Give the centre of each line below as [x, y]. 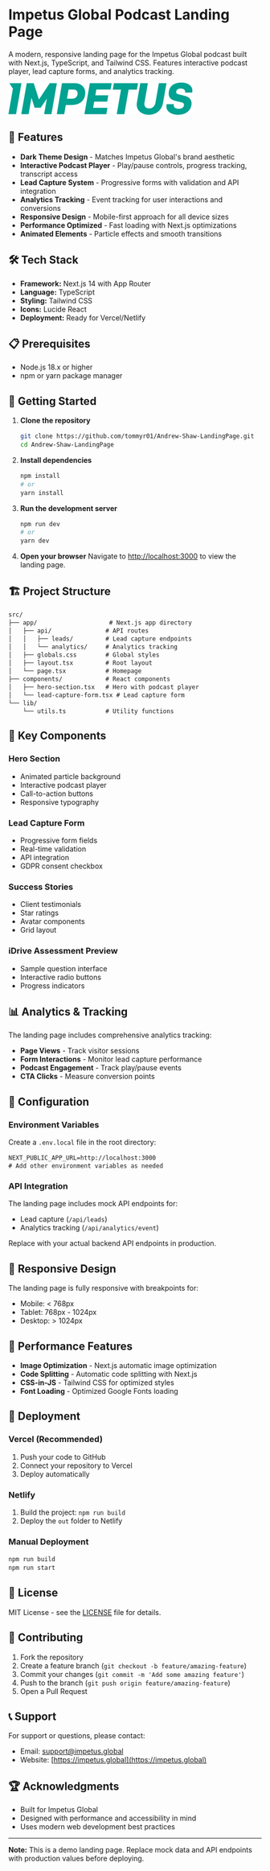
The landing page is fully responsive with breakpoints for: [104, 1288]
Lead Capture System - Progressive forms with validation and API [129, 182]
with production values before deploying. [76, 1859]
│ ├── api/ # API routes [79, 631]
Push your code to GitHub [63, 1457]
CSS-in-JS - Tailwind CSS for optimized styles [97, 1383]
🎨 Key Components [57, 736]
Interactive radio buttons [61, 977]
